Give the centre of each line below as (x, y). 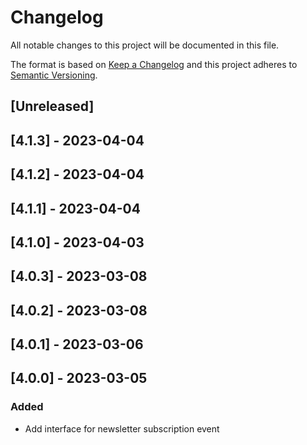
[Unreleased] (52, 106)
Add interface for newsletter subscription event (122, 428)
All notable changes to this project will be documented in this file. (145, 45)
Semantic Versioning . (54, 75)
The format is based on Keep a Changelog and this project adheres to (154, 64)
